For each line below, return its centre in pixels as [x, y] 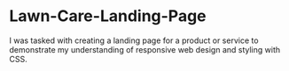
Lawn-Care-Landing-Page [108, 16]
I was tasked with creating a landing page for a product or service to [134, 40]
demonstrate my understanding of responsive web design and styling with [145, 49]
